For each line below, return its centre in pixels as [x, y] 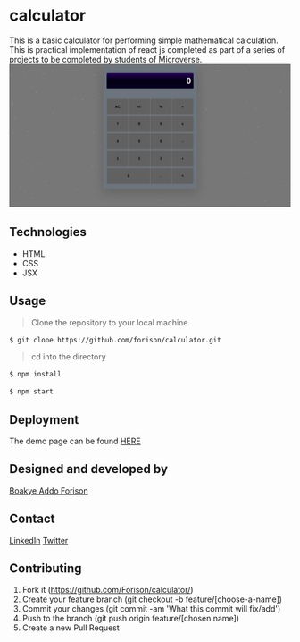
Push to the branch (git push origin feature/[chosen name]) [130, 619]
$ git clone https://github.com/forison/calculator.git [115, 340]
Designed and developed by [88, 469]
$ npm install [36, 375]
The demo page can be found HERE [75, 441]
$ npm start [31, 392]
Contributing [46, 568]
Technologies [48, 232]
